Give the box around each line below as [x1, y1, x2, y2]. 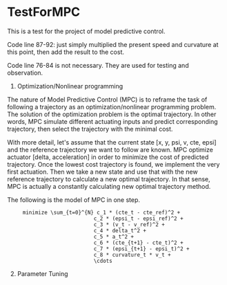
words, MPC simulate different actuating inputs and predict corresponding [7, 117, 219, 125]
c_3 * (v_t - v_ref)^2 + [93, 221, 166, 228]
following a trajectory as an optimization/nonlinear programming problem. [7, 102, 217, 111]
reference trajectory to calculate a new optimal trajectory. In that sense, [7, 174, 210, 183]
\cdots [93, 257, 112, 264]
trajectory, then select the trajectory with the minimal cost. [7, 125, 173, 133]
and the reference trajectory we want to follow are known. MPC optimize [7, 145, 214, 154]
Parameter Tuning [17, 269, 68, 277]
